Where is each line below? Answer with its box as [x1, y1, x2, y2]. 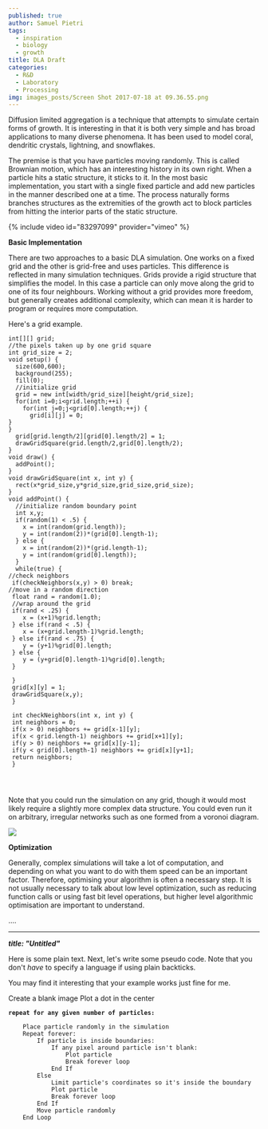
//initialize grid [15, 384, 77, 391]
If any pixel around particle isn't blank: [50, 1044, 198, 1052]
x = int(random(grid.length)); [22, 523, 127, 531]
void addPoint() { [8, 495, 69, 503]
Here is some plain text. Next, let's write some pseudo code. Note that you [8, 954, 253, 964]
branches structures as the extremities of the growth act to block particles [8, 199, 253, 208]
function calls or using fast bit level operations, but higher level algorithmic [8, 892, 254, 902]
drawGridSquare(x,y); [11, 690, 84, 698]
